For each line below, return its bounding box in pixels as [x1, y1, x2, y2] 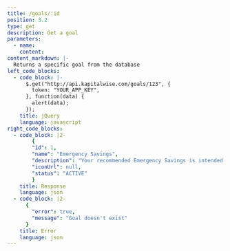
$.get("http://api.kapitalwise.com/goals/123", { [25, 80, 171, 87]
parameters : [7, 36, 41, 43]
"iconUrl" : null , [32, 163, 81, 171]
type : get [7, 23, 36, 30]
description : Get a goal [7, 29, 79, 36]
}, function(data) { [25, 94, 85, 100]
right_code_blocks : [7, 125, 63, 132]
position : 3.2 [7, 17, 48, 23]
